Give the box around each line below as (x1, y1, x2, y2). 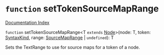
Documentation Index (5, 19, 50, 25)
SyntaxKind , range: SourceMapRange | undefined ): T (5, 34, 114, 40)
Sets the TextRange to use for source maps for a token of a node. (5, 44, 140, 50)
